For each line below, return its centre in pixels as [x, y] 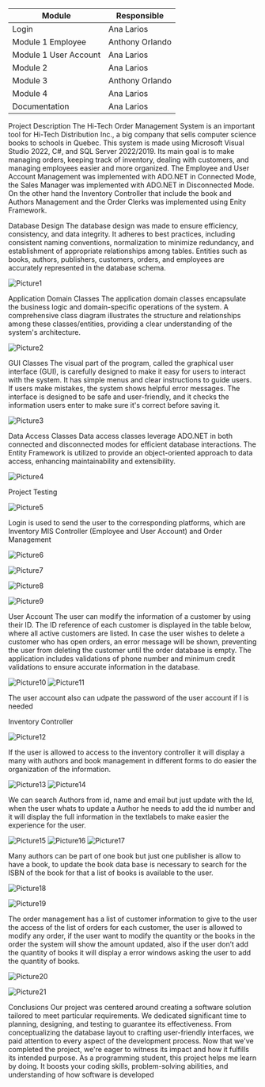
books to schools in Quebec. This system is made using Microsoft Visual [127, 143]
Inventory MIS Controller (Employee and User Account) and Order [115, 531]
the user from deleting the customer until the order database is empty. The [130, 650]
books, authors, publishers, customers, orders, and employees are [116, 259]
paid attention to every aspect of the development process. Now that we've [131, 1041]
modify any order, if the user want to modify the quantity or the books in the [132, 936]
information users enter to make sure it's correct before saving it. [114, 405]
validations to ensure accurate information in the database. [104, 667]
